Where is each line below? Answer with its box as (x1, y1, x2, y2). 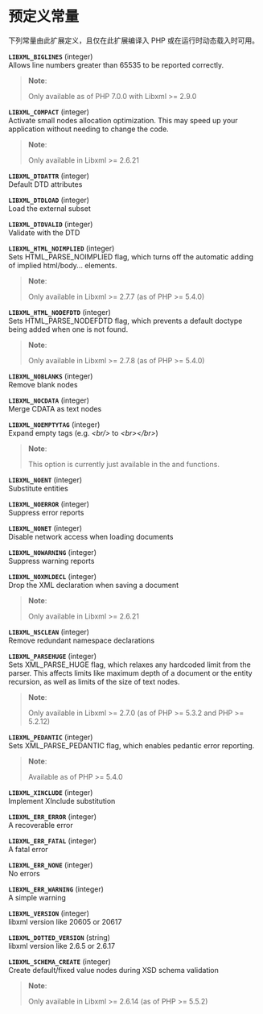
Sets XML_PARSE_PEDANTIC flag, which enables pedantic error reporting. (8, 740, 255, 750)
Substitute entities (8, 483, 68, 493)
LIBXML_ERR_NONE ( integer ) (8, 859, 93, 870)
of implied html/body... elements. (8, 260, 117, 270)
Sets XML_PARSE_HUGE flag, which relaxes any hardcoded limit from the (8, 660, 251, 669)
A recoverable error (8, 820, 74, 830)
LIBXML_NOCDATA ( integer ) (8, 395, 90, 405)
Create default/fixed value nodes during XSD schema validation (8, 965, 220, 975)
